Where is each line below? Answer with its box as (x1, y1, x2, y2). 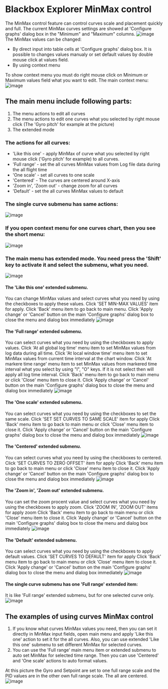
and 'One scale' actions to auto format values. (12, 658, 108, 664)
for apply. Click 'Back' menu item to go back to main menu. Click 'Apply (5, 306, 153, 312)
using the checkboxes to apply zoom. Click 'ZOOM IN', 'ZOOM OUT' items (5, 504, 158, 510)
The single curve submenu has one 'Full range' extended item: (5, 581, 138, 587)
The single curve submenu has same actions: (5, 200, 118, 208)
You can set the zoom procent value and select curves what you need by (5, 499, 156, 505)
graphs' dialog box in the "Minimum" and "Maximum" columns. (5, 31, 135, 37)
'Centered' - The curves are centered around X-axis (12, 177, 120, 183)
